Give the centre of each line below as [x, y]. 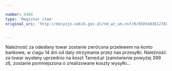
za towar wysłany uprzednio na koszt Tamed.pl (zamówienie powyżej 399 [83, 58]
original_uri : [20, 24]
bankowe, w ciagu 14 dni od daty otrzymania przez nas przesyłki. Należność [86, 52]
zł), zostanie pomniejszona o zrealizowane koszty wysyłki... [68, 63]
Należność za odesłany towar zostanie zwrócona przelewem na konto [79, 47]
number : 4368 [19, 14]
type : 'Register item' [29, 19]
